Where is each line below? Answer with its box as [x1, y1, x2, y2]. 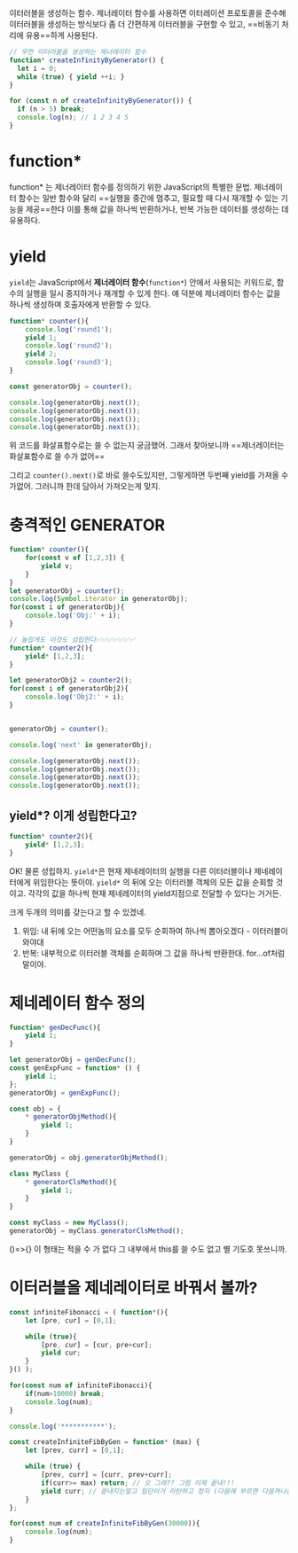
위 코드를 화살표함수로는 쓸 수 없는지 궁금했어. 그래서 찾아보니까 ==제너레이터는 [9, 440, 285, 450]
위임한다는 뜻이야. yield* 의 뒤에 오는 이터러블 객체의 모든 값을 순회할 [32, 877, 274, 887]
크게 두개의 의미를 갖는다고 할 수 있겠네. [9, 907, 146, 917]
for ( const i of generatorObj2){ [9, 684, 129, 693]
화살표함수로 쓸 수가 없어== [9, 451, 106, 462]
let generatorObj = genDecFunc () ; [9, 1056, 137, 1065]
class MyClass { [9, 1169, 69, 1178]
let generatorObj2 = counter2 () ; [9, 676, 133, 685]
